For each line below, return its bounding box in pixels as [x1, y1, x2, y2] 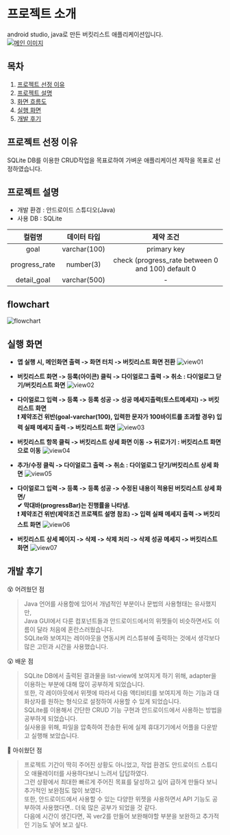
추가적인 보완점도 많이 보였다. [23, 786, 103, 795]
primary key [146, 245, 185, 254]
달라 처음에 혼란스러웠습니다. [36, 625, 114, 634]
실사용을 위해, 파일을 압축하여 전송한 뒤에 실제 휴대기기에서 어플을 [23, 723, 200, 731]
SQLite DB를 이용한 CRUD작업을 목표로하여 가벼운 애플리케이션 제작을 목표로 [7, 155, 214, 164]
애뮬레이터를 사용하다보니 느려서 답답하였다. [31, 769, 149, 777]
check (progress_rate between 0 [113, 256, 219, 265]
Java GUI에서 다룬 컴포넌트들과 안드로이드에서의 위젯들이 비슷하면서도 [23, 616, 213, 625]
